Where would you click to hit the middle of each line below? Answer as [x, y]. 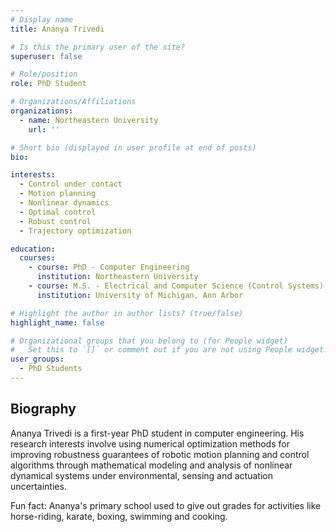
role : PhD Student [48, 84]
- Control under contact [71, 184]
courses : [37, 258]
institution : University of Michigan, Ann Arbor [140, 295]
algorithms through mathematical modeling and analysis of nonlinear [151, 465]
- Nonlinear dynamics [64, 203]
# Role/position [44, 74]
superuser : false [46, 56]
